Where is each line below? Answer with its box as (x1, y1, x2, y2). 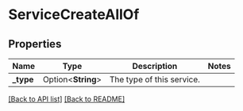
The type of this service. (109, 74, 201, 85)
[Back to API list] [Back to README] (8, 94, 125, 104)
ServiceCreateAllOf (8, 6, 140, 24)
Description (132, 61, 178, 71)
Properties (8, 37, 62, 51)
